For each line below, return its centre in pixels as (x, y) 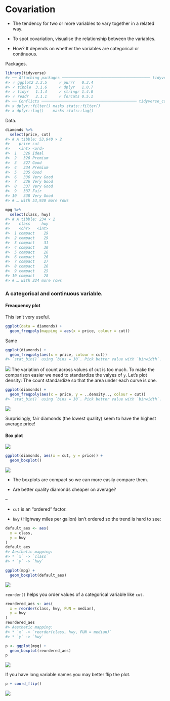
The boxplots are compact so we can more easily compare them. (80, 479)
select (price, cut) (30, 135)
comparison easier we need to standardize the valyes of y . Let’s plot (76, 375)
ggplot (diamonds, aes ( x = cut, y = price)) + (54, 456)
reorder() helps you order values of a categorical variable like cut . (75, 594)
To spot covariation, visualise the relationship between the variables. (84, 39)
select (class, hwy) (30, 214)
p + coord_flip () (24, 684)
